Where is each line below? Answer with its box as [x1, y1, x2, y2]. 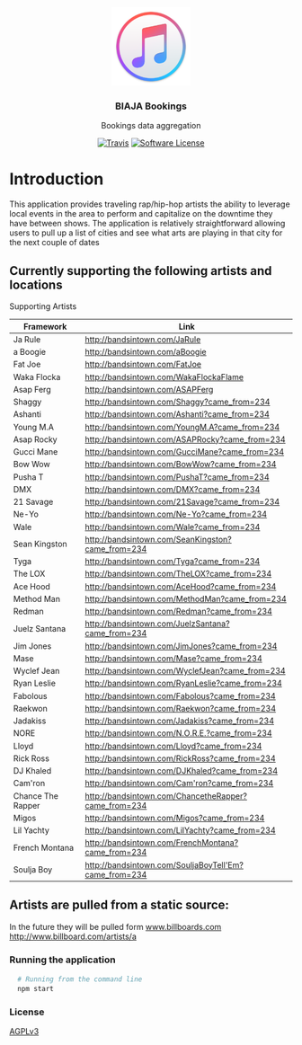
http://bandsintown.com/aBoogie [84, 347, 207, 358]
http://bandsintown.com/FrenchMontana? [84, 837, 239, 848]
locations [9, 277, 63, 292]
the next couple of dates [9, 237, 101, 248]
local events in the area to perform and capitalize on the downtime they [9, 208, 273, 219]
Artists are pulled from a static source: [9, 898, 229, 913]
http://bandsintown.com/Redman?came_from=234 [84, 606, 272, 617]
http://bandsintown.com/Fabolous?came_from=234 [84, 690, 276, 701]
